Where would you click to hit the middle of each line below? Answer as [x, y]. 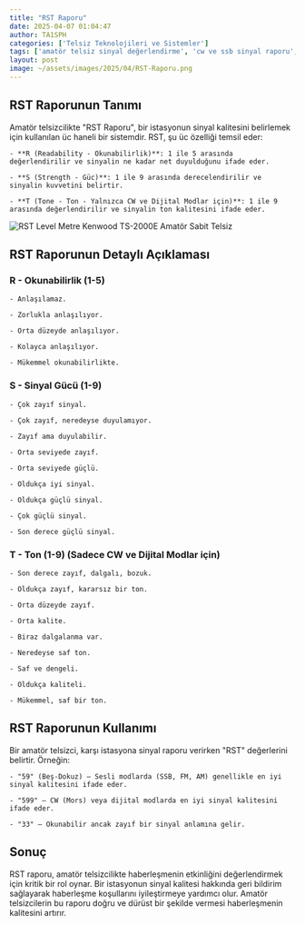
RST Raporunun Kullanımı [83, 728]
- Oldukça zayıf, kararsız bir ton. [79, 589]
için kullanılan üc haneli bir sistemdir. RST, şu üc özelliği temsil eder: [136, 136]
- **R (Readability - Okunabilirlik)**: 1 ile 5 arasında [121, 154]
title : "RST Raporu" [49, 18]
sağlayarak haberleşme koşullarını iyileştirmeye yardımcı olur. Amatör [138, 893]
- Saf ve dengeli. [44, 669]
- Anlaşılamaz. [38, 299]
